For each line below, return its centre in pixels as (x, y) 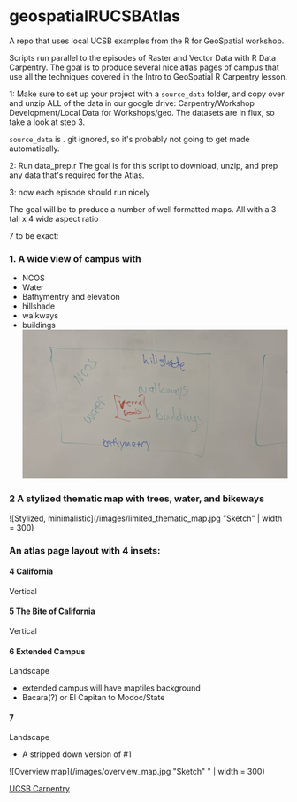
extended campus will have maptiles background (111, 688)
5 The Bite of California (52, 611)
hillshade (38, 306)
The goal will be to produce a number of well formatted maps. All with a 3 (143, 209)
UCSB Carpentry (40, 789)
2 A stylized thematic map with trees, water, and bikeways (137, 499)
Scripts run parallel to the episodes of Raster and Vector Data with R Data (143, 57)
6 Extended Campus (47, 651)
